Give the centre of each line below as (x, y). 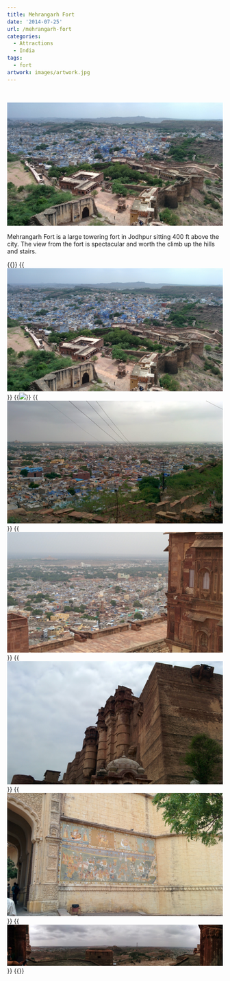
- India (24, 51)
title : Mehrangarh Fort (41, 14)
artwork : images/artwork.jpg (49, 72)
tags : (15, 58)
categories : (24, 36)
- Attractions (33, 44)
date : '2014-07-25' (35, 22)
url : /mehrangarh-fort (39, 29)
